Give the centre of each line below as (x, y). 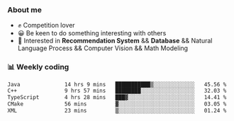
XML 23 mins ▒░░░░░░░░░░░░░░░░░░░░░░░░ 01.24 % (117, 111)
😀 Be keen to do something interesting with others (92, 33)
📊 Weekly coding (38, 67)
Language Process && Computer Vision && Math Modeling (103, 48)
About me (25, 10)
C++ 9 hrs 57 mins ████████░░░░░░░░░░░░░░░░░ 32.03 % (117, 91)
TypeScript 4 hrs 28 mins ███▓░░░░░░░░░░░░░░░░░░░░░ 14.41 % (117, 98)
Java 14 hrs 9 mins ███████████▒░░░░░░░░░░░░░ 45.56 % (117, 84)
